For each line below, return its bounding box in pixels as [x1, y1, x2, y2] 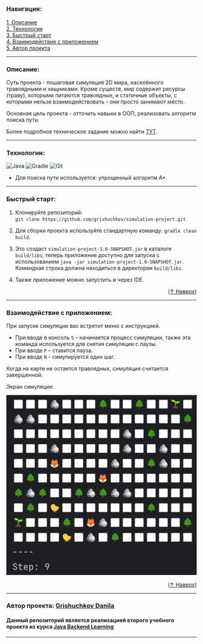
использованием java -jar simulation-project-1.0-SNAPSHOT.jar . [14, 258, 184, 265]
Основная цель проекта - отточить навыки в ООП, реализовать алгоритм [6, 110, 196, 117]
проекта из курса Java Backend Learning [6, 623, 114, 631]
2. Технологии [6, 25, 43, 32]
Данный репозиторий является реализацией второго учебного [6, 617, 175, 624]
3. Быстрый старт [6, 31, 51, 39]
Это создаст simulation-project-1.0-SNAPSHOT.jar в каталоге [14, 245, 172, 252]
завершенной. [6, 371, 43, 379]
